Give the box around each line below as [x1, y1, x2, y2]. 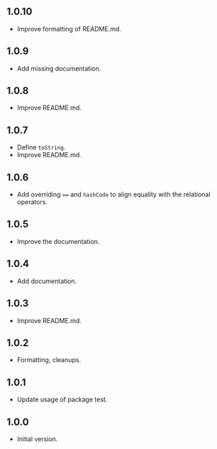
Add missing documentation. [16, 64, 101, 73]
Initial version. [16, 434, 58, 443]
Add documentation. [16, 277, 77, 285]
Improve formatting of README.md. [16, 24, 122, 33]
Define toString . [16, 143, 66, 152]
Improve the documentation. [16, 237, 100, 245]
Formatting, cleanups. [16, 356, 81, 364]
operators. [16, 198, 48, 206]
